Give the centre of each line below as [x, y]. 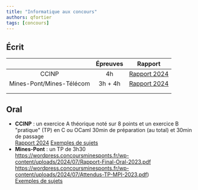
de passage [29, 136]
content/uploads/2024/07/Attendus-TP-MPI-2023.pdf [81, 174]
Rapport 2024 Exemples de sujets [56, 143]
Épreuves [109, 64]
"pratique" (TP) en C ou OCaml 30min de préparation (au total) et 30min [103, 130]
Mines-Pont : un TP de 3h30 [50, 149]
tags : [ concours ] [28, 23]
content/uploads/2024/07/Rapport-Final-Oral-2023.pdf [83, 162]
